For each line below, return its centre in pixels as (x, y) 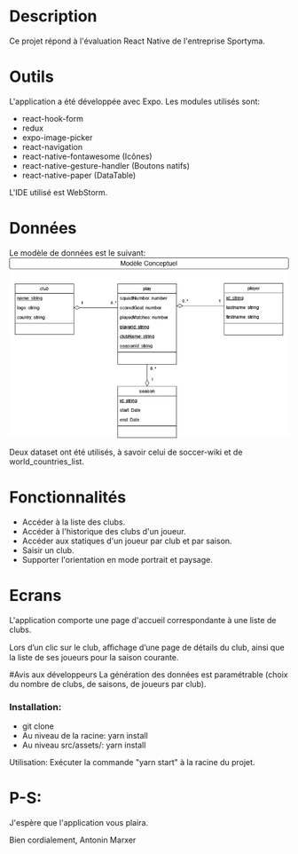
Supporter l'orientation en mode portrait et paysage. (117, 559)
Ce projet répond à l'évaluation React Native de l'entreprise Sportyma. (137, 41)
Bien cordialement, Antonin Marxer (73, 840)
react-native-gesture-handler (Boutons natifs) (106, 165)
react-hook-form (53, 118)
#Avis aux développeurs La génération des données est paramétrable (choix (149, 674)
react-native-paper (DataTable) (79, 175)
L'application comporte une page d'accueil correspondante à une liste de (143, 620)
